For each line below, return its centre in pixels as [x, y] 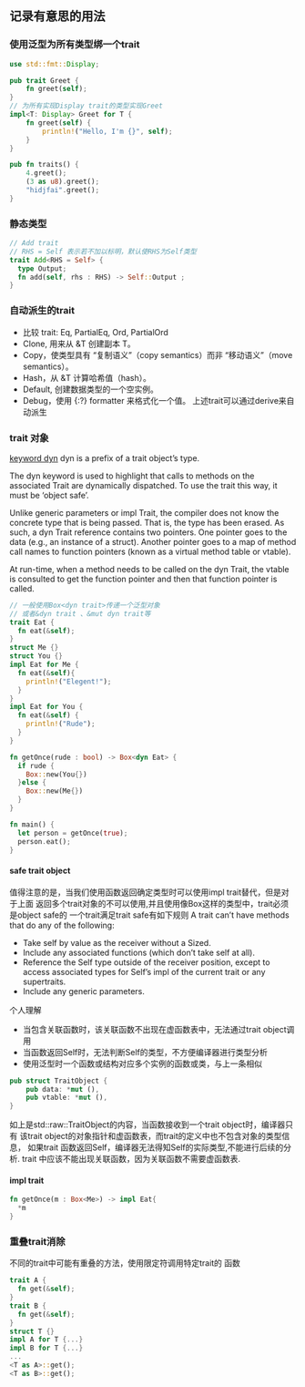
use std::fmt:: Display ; [55, 64]
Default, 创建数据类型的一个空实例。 [91, 389]
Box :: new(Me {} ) [55, 791]
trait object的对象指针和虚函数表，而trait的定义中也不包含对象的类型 [154, 1136]
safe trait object [40, 871]
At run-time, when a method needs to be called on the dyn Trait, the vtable [149, 569]
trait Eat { [32, 622]
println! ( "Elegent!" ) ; [69, 682]
